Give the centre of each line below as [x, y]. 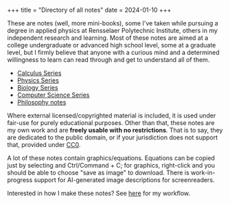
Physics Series [38, 80]
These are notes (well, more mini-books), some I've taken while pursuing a [113, 23]
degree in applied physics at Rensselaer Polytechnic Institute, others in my [113, 31]
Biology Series [37, 88]
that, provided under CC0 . [44, 145]
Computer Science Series [53, 95]
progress [20, 180]
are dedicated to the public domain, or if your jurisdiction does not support [113, 137]
